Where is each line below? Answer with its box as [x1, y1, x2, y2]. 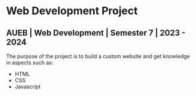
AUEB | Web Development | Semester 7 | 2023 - [6, 28, 186, 38]
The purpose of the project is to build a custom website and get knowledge [6, 53, 190, 60]
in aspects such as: [6, 59, 53, 66]
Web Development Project [6, 4, 138, 18]
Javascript [14, 83, 41, 90]
